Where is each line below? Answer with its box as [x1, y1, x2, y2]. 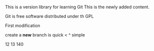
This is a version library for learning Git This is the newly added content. [5, 4, 150, 10]
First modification [5, 23, 40, 28]
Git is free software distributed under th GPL [5, 13, 94, 19]
